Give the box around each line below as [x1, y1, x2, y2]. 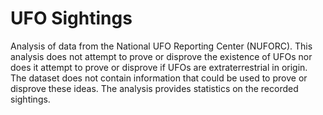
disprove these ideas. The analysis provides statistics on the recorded [10, 82, 299, 94]
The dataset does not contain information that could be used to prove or [10, 72, 308, 84]
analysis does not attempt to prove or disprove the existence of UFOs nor [10, 50, 313, 62]
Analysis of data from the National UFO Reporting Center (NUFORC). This [10, 40, 313, 52]
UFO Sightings [10, 7, 133, 30]
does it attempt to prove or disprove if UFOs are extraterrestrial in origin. [10, 61, 308, 73]
